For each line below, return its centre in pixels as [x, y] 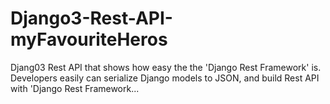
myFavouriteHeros [89, 39]
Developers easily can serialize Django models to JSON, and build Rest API [165, 78]
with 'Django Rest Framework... [75, 88]
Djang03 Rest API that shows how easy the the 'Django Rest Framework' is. [166, 67]
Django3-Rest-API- [91, 18]
